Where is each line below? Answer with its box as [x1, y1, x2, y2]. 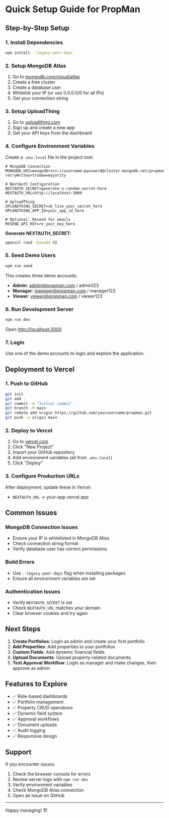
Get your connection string [12, 95, 68, 102]
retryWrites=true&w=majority [5, 173, 66, 178]
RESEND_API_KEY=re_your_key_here [5, 221, 75, 226]
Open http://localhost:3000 [5, 326, 62, 332]
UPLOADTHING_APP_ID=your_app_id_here [5, 208, 84, 213]
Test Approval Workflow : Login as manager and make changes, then [12, 659, 156, 665]
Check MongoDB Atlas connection [12, 787, 84, 793]
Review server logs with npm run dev [12, 777, 89, 783]
